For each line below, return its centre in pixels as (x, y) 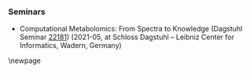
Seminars (27, 12)
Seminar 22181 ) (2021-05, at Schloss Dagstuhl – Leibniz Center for (127, 37)
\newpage (25, 60)
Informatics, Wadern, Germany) (70, 46)
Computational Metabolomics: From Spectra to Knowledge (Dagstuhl (131, 29)
